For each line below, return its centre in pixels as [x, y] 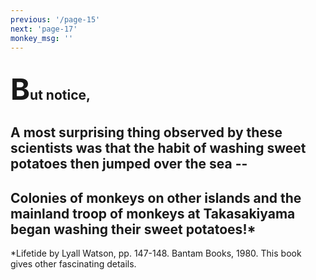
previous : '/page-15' [55, 19]
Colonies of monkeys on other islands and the [156, 197]
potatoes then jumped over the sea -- [129, 164]
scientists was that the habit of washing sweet [158, 148]
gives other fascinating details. [73, 263]
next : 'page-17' [44, 29]
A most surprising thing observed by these [146, 132]
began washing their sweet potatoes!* [133, 229]
